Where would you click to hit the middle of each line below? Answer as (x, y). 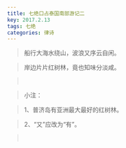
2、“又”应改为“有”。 (52, 125)
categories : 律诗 (31, 33)
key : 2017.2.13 (29, 20)
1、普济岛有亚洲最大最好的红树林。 (73, 110)
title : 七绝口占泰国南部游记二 (46, 13)
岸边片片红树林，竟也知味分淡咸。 (72, 67)
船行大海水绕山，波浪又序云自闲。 (72, 53)
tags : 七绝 (22, 26)
